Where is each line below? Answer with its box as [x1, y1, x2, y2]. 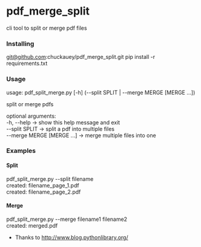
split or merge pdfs [6, 100, 54, 107]
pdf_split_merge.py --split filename [6, 175, 94, 183]
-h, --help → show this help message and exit [6, 118, 120, 126]
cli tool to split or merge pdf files [6, 24, 87, 32]
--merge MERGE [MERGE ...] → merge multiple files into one [6, 132, 156, 139]
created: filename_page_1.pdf [6, 181, 80, 189]
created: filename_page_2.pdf [6, 188, 81, 195]
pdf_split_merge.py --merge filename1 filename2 [6, 215, 128, 223]
